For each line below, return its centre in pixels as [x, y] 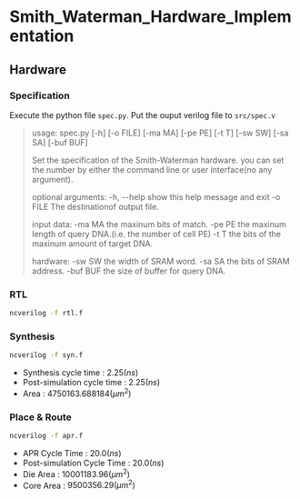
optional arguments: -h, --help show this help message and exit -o [156, 196]
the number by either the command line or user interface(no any [152, 169]
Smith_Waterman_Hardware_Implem [151, 17]
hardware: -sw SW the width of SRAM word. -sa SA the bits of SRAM [160, 261]
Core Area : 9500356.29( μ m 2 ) [79, 484]
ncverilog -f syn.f [46, 355]
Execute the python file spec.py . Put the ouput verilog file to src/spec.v [142, 115]
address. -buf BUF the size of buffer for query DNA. [129, 271]
